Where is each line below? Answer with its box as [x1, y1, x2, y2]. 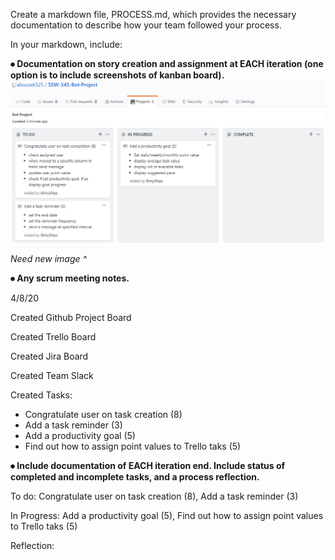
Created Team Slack [10, 370, 94, 382]
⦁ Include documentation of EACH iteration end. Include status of [10, 460, 286, 472]
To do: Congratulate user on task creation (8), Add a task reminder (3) [10, 490, 299, 503]
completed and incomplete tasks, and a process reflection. [10, 471, 260, 483]
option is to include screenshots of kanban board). [10, 69, 225, 81]
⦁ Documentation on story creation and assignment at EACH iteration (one [10, 58, 324, 69]
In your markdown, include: [10, 39, 123, 50]
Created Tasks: [10, 389, 73, 401]
